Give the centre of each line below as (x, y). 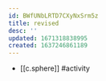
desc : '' (23, 30)
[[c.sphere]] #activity (55, 68)
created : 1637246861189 (48, 46)
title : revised (34, 23)
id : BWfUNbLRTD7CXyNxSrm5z (53, 16)
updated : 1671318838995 (48, 38)
